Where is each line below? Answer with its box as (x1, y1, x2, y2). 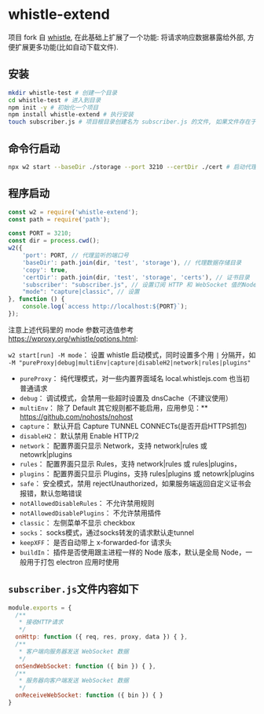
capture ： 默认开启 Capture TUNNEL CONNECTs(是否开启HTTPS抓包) (19, 421, 247, 430)
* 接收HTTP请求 (18, 618, 64, 626)
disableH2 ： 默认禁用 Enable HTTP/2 (19, 430, 139, 441)
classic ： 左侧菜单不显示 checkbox (19, 518, 136, 527)
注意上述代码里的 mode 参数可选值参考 (8, 324, 134, 335)
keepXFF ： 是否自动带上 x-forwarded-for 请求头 (19, 537, 172, 547)
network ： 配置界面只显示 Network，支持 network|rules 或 (19, 441, 208, 450)
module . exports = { (8, 603, 72, 612)
